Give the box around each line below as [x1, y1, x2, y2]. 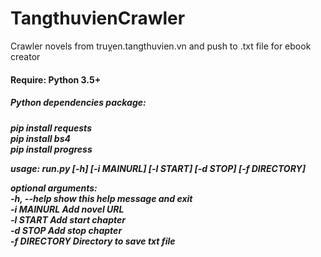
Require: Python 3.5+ [10, 73, 102, 86]
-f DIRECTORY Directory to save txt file [10, 235, 176, 247]
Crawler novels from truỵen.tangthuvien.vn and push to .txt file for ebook [10, 40, 312, 52]
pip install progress [10, 143, 93, 155]
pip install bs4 [10, 132, 71, 144]
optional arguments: [10, 182, 98, 194]
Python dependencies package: [10, 97, 147, 109]
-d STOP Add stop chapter [10, 224, 123, 236]
